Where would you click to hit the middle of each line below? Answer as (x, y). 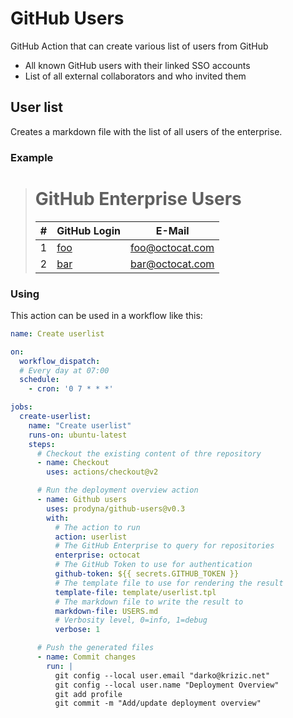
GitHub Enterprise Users (138, 198)
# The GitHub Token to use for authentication (153, 565)
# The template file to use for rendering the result (169, 583)
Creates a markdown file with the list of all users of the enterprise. (146, 131)
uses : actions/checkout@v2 (102, 472)
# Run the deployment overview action (117, 490)
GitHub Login (88, 230)
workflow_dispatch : (60, 361)
